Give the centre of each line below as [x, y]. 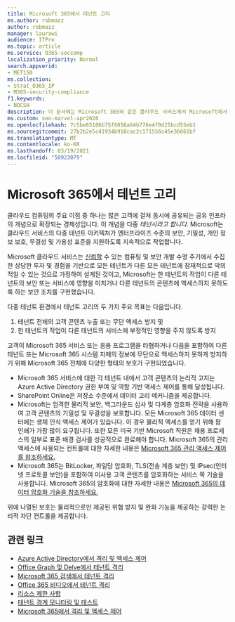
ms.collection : [29, 79]
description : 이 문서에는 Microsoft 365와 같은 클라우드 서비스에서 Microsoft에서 [117, 112]
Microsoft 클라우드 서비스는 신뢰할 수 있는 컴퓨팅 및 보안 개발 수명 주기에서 [110, 257]
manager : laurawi [33, 33]
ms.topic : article [34, 46]
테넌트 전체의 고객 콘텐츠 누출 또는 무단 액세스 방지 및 [90, 321]
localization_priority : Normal [53, 60]
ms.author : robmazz [36, 20]
